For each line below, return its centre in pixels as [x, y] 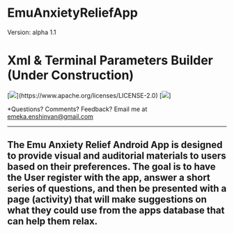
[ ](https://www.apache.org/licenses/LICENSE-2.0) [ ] [89, 95]
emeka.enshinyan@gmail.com [50, 116]
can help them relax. [53, 221]
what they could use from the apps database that [116, 211]
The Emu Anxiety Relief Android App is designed [115, 145]
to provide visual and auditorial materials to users [117, 156]
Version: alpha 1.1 [32, 32]
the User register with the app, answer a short [109, 178]
